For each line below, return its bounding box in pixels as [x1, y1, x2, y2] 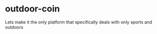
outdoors [5, 24, 23, 30]
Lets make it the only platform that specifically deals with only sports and [5, 19, 153, 25]
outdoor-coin [5, 3, 60, 14]
